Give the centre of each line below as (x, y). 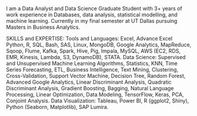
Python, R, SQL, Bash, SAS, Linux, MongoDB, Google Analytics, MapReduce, (99, 45)
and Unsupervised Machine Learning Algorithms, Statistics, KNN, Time (92, 63)
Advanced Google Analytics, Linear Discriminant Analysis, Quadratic (89, 82)
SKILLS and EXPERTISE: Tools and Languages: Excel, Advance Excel (89, 38)
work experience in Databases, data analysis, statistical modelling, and (92, 15)
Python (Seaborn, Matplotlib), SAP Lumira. (57, 107)
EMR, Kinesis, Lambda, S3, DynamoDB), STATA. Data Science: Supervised (96, 57)
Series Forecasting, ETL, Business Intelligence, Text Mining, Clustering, (92, 69)
